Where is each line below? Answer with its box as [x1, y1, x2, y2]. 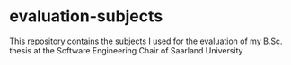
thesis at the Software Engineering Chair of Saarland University [9, 45, 243, 55]
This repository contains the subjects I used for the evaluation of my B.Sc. [9, 36, 283, 46]
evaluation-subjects [9, 6, 163, 27]
